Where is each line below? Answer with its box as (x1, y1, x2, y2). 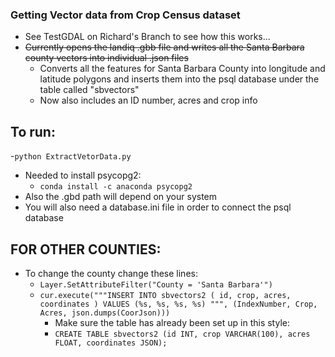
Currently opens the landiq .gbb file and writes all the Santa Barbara (24, 41, 305, 53)
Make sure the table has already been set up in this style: (54, 316, 290, 328)
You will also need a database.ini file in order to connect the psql (24, 201, 292, 213)
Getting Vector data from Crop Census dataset (10, 8, 241, 22)
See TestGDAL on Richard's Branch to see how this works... (24, 31, 271, 43)
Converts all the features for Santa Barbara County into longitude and (39, 63, 326, 75)
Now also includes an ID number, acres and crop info (39, 94, 258, 107)
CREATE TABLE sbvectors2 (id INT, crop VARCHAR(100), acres (54, 329, 311, 339)
